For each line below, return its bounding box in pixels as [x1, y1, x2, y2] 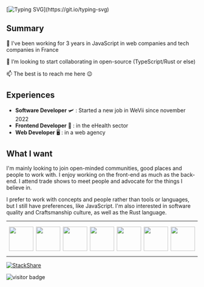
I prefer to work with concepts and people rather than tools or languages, [6, 196, 190, 204]
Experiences [6, 90, 55, 101]
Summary [6, 23, 44, 34]
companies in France [6, 46, 59, 53]
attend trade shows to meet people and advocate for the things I [21, 177, 183, 185]
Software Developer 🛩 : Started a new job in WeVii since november [15, 107, 186, 114]
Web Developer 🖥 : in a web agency [15, 129, 106, 136]
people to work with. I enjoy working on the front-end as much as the [6, 171, 180, 179]
